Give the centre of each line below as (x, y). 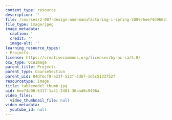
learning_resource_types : (33, 48)
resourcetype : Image (27, 81)
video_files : (19, 95)
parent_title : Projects (31, 67)
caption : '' (23, 34)
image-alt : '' (25, 43)
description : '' (23, 15)
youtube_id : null (28, 110)
